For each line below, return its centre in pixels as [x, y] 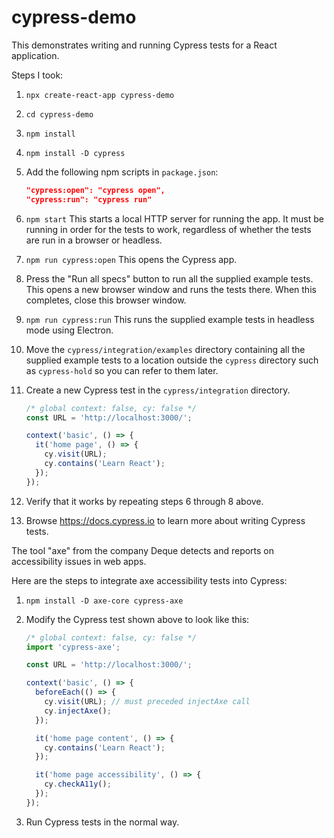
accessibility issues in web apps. [79, 561]
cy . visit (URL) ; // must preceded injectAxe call [147, 702]
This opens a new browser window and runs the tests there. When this [171, 289]
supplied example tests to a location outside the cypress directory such [172, 360]
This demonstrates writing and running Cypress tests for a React [144, 45]
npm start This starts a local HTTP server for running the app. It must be [174, 218]
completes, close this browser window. [106, 300]
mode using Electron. [69, 330]
